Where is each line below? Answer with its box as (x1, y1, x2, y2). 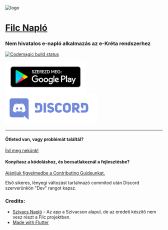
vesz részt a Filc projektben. (12, 214, 71, 220)
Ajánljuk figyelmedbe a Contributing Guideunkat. (5, 170, 105, 176)
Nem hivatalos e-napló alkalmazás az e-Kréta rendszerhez (5, 40, 151, 47)
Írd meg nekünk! (5, 147, 39, 153)
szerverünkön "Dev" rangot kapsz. (5, 185, 76, 191)
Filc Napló (5, 22, 47, 33)
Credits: (5, 197, 25, 204)
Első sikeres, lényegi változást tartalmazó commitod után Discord (5, 179, 139, 185)
